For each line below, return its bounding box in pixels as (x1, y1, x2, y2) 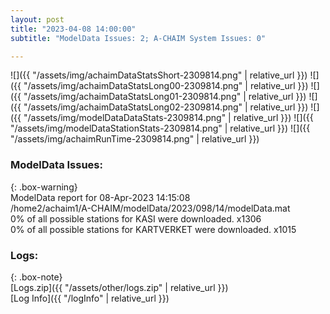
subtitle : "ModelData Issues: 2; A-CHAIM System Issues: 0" (10, 33, 267, 43)
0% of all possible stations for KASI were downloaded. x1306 (10, 212, 262, 225)
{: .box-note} (10, 271, 63, 283)
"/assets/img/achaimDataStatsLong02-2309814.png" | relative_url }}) (23, 101, 309, 113)
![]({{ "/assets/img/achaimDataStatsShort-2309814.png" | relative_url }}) (10, 69, 308, 81)
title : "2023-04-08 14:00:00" (10, 24, 137, 34)
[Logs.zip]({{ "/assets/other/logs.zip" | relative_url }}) (10, 281, 229, 293)
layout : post (10, 14, 65, 25)
